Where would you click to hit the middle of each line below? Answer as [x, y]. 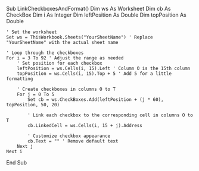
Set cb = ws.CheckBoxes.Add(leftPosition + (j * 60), [96, 100]
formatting [20, 79]
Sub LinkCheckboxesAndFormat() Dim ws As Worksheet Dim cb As [88, 9]
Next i [14, 151]
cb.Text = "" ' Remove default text [73, 141]
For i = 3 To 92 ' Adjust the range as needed [65, 58]
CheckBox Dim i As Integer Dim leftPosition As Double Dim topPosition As [96, 15]
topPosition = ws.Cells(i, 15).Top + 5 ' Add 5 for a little [94, 74]
